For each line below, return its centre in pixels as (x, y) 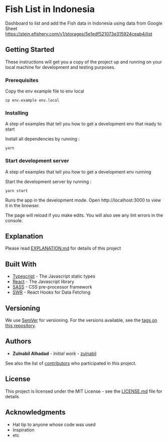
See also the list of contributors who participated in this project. (71, 363)
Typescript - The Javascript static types (54, 276)
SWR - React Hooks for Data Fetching (51, 292)
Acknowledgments (36, 413)
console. (14, 220)
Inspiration (23, 430)
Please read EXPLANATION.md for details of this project (63, 248)
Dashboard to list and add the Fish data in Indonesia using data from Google (84, 23)
